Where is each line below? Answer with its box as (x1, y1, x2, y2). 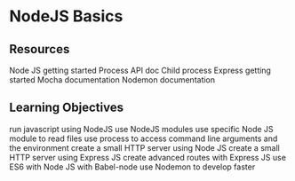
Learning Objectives (9, 100, 124, 115)
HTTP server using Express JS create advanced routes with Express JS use (9, 152, 287, 162)
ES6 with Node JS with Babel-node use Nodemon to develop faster (9, 161, 256, 172)
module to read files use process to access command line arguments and (9, 133, 278, 144)
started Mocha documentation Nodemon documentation (9, 75, 216, 85)
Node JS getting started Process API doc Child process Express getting (9, 65, 271, 75)
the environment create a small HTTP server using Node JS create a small (9, 142, 280, 153)
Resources (9, 42, 70, 57)
